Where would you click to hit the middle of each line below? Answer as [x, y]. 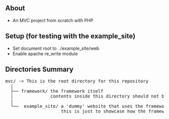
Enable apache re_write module [45, 53]
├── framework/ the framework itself [57, 91]
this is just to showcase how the [103, 111]
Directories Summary [39, 70]
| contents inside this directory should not [85, 96]
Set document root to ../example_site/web [56, 48]
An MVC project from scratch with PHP [53, 20]
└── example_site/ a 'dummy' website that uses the [77, 106]
